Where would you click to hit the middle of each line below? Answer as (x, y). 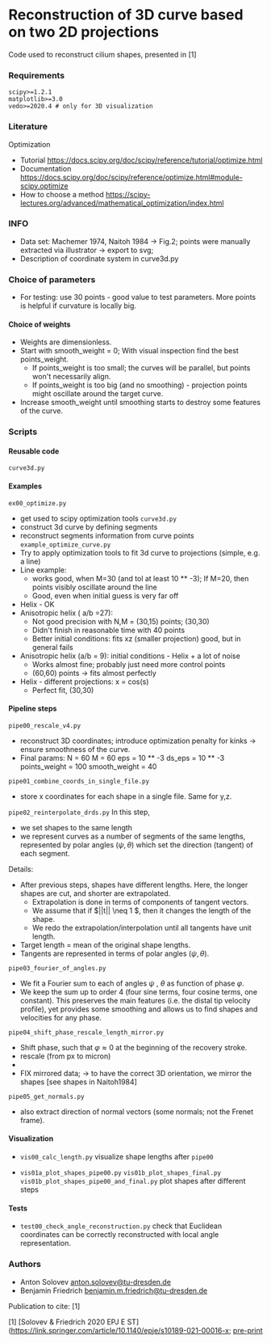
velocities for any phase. (61, 1017)
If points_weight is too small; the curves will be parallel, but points (141, 368)
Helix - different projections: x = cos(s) (84, 682)
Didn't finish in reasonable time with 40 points (108, 630)
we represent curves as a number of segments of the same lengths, (133, 836)
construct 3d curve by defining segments (89, 526)
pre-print (248, 1330)
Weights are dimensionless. (66, 342)
